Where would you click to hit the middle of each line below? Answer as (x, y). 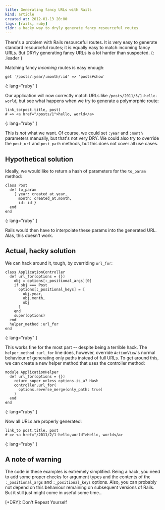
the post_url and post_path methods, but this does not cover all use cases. (82, 144)
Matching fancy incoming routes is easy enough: (55, 68)
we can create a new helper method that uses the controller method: (75, 363)
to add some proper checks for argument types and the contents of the (78, 477)
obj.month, (34, 298)
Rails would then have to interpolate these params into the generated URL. (81, 230)
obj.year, (33, 294)
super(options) (30, 315)
